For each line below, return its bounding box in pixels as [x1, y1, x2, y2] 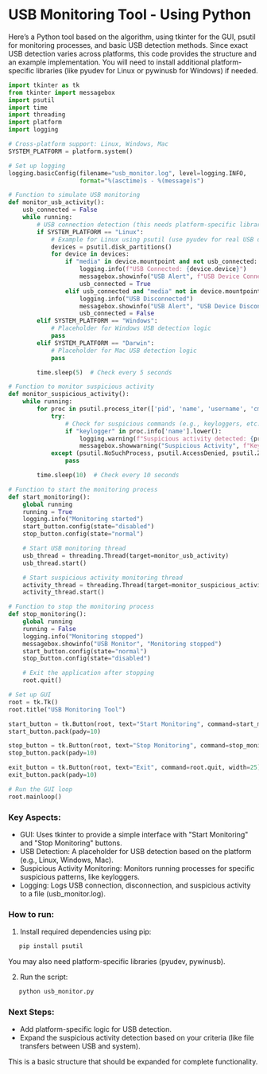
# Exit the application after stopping [22, 669, 155, 677]
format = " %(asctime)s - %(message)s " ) [79, 177, 204, 185]
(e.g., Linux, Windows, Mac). [19, 855, 114, 864]
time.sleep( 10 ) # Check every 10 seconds [37, 472, 180, 480]
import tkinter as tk [8, 81, 80, 89]
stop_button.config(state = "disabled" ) [22, 655, 151, 663]
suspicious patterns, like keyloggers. [19, 872, 141, 881]
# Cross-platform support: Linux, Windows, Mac [8, 140, 169, 148]
